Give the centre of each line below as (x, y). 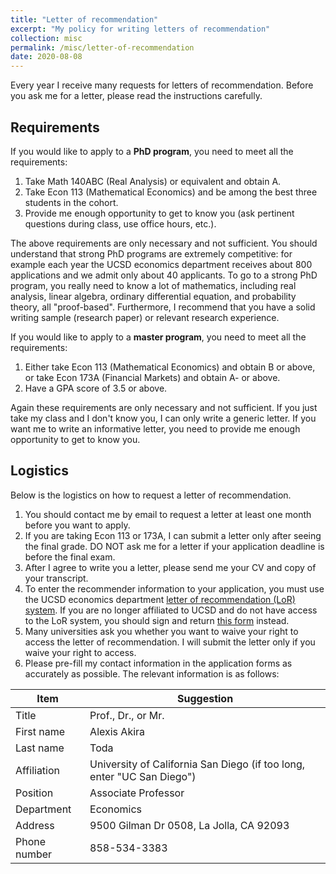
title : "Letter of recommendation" (84, 19)
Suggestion (205, 698)
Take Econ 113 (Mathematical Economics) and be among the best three (171, 192)
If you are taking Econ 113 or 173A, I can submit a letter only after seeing (173, 535)
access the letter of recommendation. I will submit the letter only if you (170, 642)
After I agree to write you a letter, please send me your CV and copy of (170, 567)
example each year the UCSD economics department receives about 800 (161, 264)
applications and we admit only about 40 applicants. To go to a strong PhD (164, 275)
